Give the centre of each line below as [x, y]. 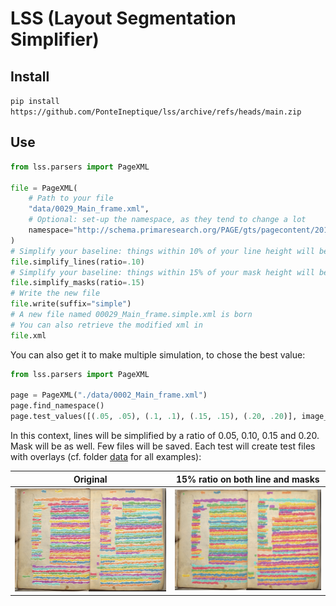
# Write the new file [55, 293]
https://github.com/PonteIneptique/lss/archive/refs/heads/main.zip [156, 112]
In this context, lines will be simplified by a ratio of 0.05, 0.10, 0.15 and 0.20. [165, 436]
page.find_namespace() [57, 406]
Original [90, 479]
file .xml [28, 335]
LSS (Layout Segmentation [123, 18]
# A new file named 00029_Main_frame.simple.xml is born [131, 315]
